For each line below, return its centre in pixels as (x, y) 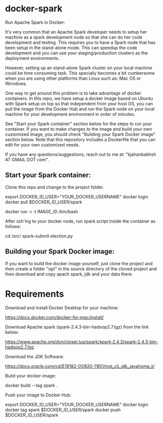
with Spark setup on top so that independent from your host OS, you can (79, 103)
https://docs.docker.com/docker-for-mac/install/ (55, 317)
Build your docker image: (31, 376)
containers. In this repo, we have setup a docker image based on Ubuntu (79, 98)
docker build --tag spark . (31, 385)
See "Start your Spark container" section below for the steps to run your (79, 124)
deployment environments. (32, 58)
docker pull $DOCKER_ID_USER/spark (44, 202)
